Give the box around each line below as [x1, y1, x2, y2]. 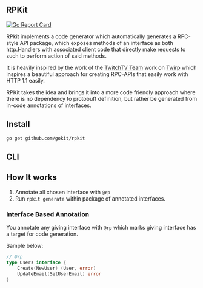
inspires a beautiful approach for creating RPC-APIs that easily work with [6, 70, 188, 78]
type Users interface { [6, 259, 67, 266]
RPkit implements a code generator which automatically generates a [6, 33, 177, 40]
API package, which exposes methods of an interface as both [19, 39, 174, 46]
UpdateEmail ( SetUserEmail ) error [17, 270, 102, 277]
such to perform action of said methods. [6, 52, 107, 60]
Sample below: [6, 242, 44, 250]
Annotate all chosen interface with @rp [15, 188, 111, 196]
